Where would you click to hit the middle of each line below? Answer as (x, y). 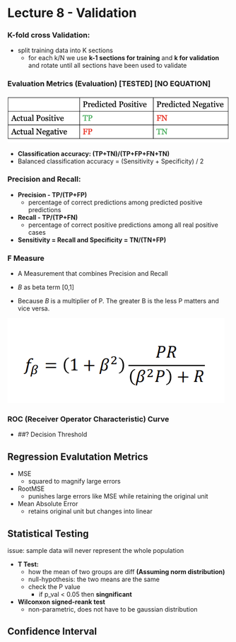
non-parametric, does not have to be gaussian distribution (113, 609)
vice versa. (34, 308)
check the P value (54, 587)
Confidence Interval (52, 632)
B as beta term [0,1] (46, 287)
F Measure (26, 258)
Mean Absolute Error (48, 504)
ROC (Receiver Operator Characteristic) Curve (88, 419)
